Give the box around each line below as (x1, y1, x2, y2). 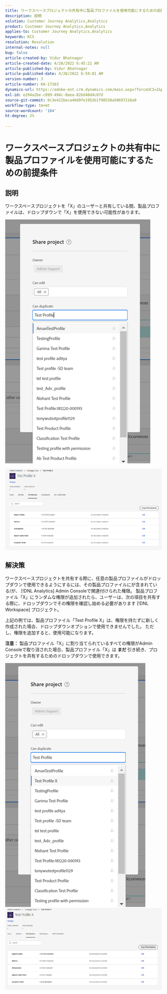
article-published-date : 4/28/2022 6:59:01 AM (5, 71, 103, 76)
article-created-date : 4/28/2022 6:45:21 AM (5, 60, 99, 66)
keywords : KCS (5, 34, 35, 39)
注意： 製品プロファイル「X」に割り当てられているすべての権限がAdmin (5, 640, 153, 646)
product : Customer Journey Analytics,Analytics (5, 24, 106, 29)
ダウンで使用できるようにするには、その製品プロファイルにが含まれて (9, 581, 153, 587)
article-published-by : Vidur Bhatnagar (5, 66, 88, 71)
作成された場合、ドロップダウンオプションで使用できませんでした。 (5, 623, 144, 629)
